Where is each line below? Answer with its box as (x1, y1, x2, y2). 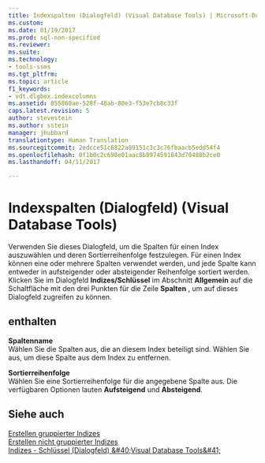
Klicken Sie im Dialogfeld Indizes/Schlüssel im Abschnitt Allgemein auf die (8, 275, 254, 285)
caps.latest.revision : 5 (8, 107, 90, 115)
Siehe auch (8, 408, 65, 421)
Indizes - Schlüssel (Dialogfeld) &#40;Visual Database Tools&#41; (8, 445, 221, 454)
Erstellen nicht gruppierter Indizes (8, 437, 118, 446)
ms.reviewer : (8, 41, 51, 49)
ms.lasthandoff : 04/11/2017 (8, 159, 101, 166)
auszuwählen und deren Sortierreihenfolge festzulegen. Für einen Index (8, 250, 242, 260)
